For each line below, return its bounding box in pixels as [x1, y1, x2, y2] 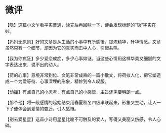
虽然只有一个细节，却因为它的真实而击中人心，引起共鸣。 [5, 45, 122, 51]
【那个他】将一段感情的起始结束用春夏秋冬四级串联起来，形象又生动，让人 [5, 99, 157, 105]
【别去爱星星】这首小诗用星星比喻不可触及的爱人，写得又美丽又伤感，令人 [5, 116, 157, 122]
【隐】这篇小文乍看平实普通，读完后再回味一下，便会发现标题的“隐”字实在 [5, 22, 157, 28]
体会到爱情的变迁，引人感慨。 [18, 105, 79, 112]
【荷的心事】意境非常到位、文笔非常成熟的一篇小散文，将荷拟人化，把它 [5, 72, 152, 78]
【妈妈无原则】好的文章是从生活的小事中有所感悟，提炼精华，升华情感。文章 [5, 38, 161, 45]
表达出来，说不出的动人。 [9, 62, 62, 67]
